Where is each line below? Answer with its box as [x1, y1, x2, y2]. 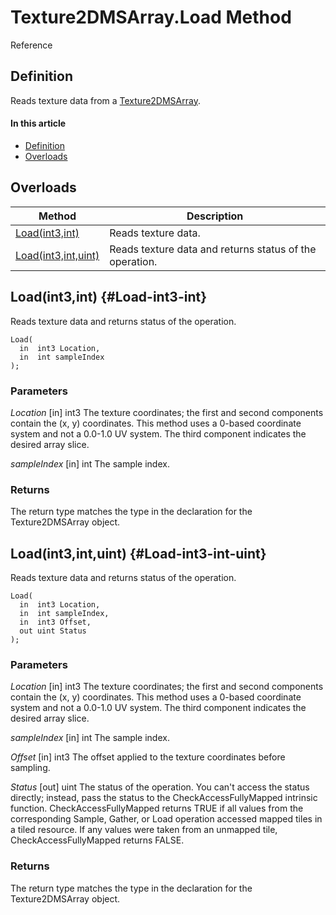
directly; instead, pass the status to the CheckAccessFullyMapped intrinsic [10, 792, 318, 804]
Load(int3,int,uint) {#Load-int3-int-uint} [10, 545, 267, 562]
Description [186, 209, 244, 223]
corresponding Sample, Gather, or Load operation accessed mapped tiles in [10, 813, 323, 825]
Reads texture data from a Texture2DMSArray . [10, 94, 201, 106]
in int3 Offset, [19, 617, 92, 627]
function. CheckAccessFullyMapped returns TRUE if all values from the [10, 802, 304, 815]
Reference [10, 39, 53, 51]
